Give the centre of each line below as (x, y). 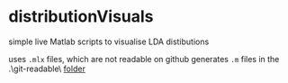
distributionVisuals (81, 17)
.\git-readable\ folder (47, 69)
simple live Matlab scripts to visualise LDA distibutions (109, 41)
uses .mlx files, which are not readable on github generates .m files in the (144, 59)
